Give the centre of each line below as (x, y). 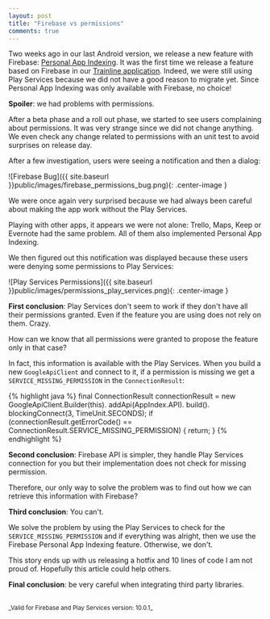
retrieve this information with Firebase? (73, 496)
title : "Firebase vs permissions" (66, 23)
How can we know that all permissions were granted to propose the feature (133, 339)
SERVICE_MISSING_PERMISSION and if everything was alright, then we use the (132, 536)
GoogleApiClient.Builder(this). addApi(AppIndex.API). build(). (109, 405)
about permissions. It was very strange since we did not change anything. (131, 128)
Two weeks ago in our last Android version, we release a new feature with (131, 54)
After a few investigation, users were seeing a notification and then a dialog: (134, 161)
